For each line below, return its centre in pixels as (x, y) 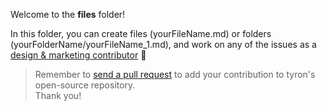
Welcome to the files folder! (68, 14)
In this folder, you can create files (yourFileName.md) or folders (141, 33)
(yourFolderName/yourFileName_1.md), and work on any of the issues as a (163, 44)
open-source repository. (85, 85)
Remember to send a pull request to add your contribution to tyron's (175, 74)
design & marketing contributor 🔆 (78, 55)
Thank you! (58, 95)
